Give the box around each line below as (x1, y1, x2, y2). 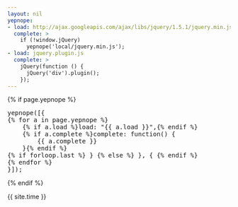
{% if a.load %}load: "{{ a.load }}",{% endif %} (22, 123, 198, 131)
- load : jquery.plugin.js (7, 50, 84, 57)
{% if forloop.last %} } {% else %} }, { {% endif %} (7, 151, 198, 160)
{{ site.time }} (7, 192, 47, 201)
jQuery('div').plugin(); (25, 69, 100, 76)
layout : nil (7, 10, 42, 18)
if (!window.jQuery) (20, 37, 81, 44)
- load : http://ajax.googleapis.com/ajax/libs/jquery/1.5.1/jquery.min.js (7, 23, 233, 30)
